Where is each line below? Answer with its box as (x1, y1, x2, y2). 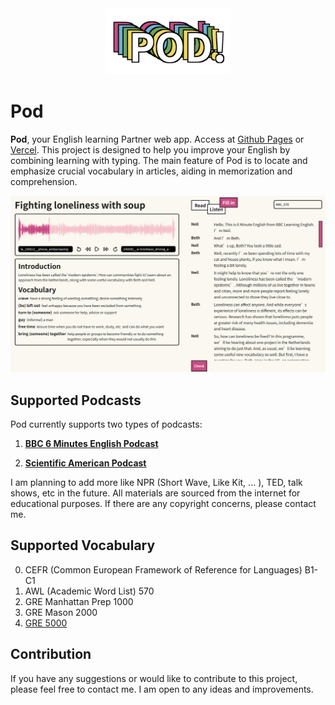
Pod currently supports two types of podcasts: (10, 418, 203, 431)
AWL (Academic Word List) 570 (24, 585, 155, 597)
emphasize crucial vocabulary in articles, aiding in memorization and (10, 165, 293, 177)
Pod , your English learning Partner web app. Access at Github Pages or (10, 133, 305, 146)
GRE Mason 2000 (24, 606, 98, 618)
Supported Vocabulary (10, 537, 156, 554)
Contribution (10, 646, 92, 663)
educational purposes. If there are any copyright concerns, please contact (10, 498, 317, 510)
